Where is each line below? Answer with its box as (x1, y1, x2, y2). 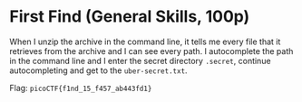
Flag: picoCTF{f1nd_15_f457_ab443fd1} (9, 82, 152, 93)
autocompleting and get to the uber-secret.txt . (9, 65, 188, 76)
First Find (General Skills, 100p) (9, 6, 250, 27)
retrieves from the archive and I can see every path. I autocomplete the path (9, 45, 294, 56)
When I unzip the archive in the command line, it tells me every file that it (9, 36, 281, 47)
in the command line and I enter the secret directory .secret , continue (9, 55, 271, 66)
